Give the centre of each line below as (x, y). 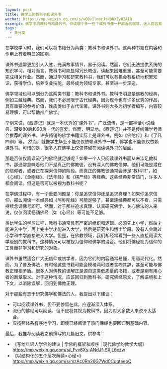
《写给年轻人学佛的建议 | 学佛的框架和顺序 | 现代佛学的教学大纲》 (79, 344)
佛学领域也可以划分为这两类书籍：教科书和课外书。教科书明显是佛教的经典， (83, 93)
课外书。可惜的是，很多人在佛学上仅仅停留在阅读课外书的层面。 (70, 148)
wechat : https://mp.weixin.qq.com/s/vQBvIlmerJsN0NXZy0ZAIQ (69, 19)
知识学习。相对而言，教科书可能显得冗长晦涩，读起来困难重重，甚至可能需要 (83, 71)
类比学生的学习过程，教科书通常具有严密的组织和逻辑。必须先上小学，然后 (81, 223)
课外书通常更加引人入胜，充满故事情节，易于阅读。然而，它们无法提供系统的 (83, 64)
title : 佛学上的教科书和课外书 (33, 14)
